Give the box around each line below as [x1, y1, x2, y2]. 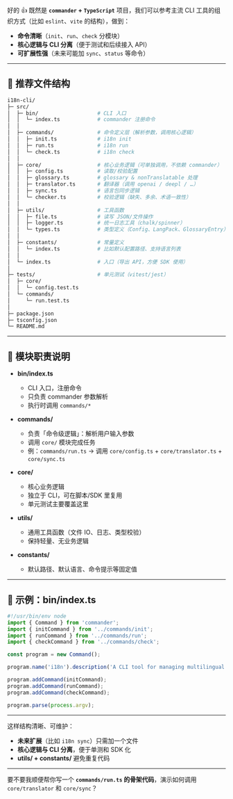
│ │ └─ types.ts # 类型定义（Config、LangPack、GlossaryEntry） [7, 226, 229, 233]
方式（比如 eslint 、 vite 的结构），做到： [12, 17, 130, 25]
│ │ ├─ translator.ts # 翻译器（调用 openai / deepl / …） [7, 181, 199, 188]
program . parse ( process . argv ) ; [7, 702, 95, 709]
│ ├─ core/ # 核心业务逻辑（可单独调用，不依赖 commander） [7, 161, 223, 168]
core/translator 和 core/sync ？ [7, 784, 98, 792]
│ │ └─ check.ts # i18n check [7, 148, 135, 155]
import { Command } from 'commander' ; [7, 619, 119, 626]
